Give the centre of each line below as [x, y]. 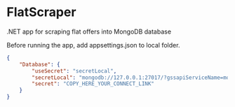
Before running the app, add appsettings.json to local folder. [93, 45]
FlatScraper [41, 12]
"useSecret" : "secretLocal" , [74, 71]
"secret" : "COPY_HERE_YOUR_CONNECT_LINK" [93, 84]
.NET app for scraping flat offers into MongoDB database [89, 31]
